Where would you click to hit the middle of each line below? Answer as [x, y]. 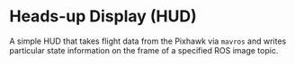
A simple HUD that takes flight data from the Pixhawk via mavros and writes [148, 41]
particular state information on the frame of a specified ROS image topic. [144, 50]
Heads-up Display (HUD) [103, 16]
